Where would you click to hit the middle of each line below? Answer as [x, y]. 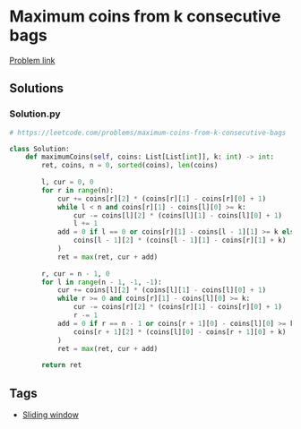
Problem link [32, 60]
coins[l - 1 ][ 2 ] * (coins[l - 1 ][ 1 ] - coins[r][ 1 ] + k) [180, 240]
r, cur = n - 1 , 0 [76, 274]
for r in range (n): [78, 190]
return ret [62, 365]
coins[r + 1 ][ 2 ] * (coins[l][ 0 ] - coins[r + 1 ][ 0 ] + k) [180, 332]
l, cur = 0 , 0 [68, 182]
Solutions [37, 88]
